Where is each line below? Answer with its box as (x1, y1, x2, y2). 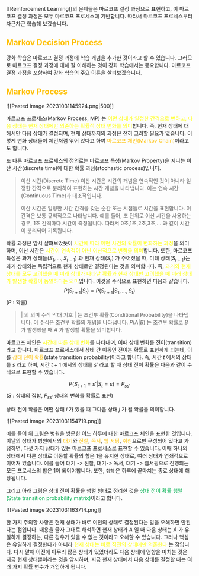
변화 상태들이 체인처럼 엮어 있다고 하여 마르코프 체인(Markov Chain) (17, 137, 175, 144)
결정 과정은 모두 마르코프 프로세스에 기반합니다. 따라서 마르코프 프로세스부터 (17, 12, 193, 20)
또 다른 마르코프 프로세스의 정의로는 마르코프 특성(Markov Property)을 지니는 (6, 157, 185, 164)
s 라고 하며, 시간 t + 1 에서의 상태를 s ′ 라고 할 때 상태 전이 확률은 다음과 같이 (12, 361, 187, 369)
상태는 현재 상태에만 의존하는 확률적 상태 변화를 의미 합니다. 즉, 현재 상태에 (12, 122, 183, 129)
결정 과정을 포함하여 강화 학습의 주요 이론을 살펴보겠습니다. (6, 69, 142, 76)
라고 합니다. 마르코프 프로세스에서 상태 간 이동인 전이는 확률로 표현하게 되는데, (6, 347, 187, 354)
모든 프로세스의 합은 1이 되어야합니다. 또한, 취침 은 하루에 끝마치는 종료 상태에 (6, 467, 184, 474)
